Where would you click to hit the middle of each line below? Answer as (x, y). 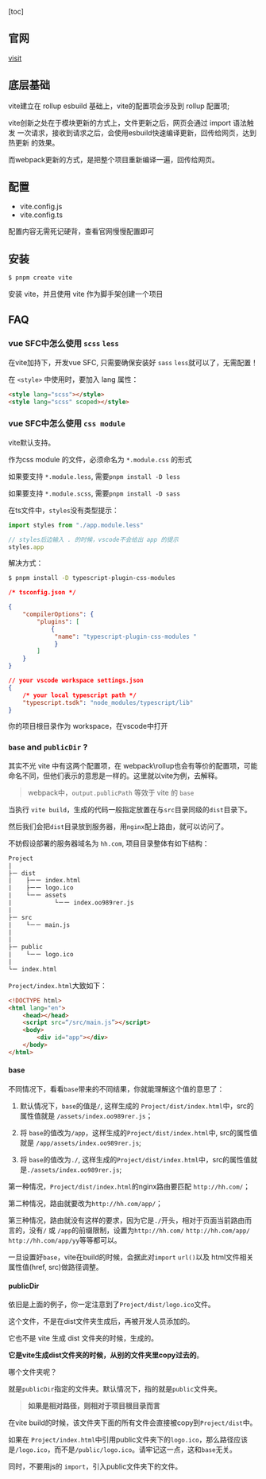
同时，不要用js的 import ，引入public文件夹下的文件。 (95, 1466)
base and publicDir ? (48, 747)
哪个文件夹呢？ (33, 1372)
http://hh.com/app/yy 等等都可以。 (65, 1240)
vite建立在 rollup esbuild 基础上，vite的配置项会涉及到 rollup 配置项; (119, 106)
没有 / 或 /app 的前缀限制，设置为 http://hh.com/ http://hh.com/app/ (139, 1230)
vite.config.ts (41, 215)
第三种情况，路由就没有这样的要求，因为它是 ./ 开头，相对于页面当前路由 (127, 1220)
